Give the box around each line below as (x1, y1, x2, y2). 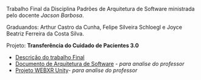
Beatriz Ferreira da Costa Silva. (6, 30, 84, 37)
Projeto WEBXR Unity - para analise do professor (15, 67, 138, 74)
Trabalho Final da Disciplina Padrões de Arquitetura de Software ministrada (6, 5, 195, 12)
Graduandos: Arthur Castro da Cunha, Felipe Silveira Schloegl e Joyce (6, 24, 183, 31)
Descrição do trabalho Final (15, 54, 85, 60)
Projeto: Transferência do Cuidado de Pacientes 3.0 (6, 42, 139, 49)
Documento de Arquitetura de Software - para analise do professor (15, 60, 185, 67)
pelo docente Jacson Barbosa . (6, 12, 84, 19)
